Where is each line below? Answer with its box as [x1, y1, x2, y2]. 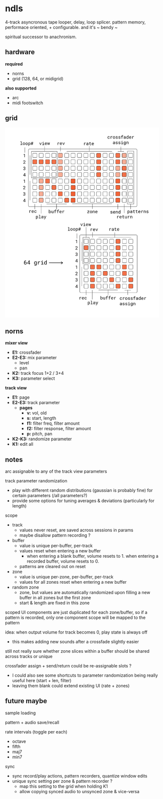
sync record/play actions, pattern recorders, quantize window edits [12, 773, 148, 778]
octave [12, 738, 26, 744]
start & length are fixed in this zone [19, 600, 90, 606]
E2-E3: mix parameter [12, 355, 57, 361]
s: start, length [26, 415, 57, 421]
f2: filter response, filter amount [26, 426, 91, 432]
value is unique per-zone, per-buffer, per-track [19, 573, 114, 580]
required [5, 61, 23, 67]
